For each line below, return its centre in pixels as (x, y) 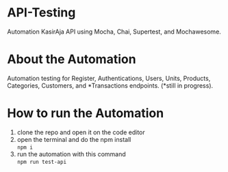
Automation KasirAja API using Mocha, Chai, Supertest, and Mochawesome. (114, 32)
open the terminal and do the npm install (74, 139)
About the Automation (72, 59)
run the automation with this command (72, 154)
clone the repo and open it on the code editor (81, 132)
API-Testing (41, 13)
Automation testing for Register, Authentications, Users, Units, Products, (109, 78)
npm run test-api (42, 162)
